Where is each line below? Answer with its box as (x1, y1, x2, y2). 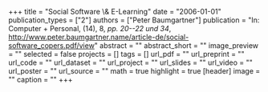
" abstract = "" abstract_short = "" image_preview (94, 41, 259, 50)
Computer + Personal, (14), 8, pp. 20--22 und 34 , (8, 24, 172, 33)
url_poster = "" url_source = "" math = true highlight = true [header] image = (8, 66, 261, 75)
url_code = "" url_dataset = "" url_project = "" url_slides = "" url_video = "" (8, 58, 253, 67)
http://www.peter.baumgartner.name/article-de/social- (8, 32, 189, 42)
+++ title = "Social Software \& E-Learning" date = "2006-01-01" (8, 7, 222, 16)
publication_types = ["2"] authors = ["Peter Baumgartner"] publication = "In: (8, 15, 260, 25)
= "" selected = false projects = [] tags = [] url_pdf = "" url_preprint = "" (8, 50, 245, 58)
